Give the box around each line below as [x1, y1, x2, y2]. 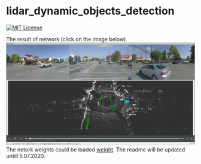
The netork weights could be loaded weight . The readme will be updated [6, 146, 185, 153]
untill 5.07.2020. [6, 153, 46, 160]
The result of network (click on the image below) [6, 35, 126, 42]
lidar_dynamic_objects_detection [6, 4, 175, 18]
